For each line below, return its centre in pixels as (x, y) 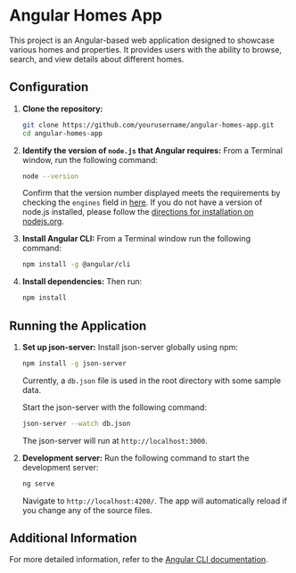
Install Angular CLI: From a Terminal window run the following (136, 239)
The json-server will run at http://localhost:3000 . (115, 440)
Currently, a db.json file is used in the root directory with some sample (152, 381)
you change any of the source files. (87, 510)
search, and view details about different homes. (97, 59)
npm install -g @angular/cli (76, 265)
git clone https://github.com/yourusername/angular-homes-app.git (148, 125)
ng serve (38, 483)
